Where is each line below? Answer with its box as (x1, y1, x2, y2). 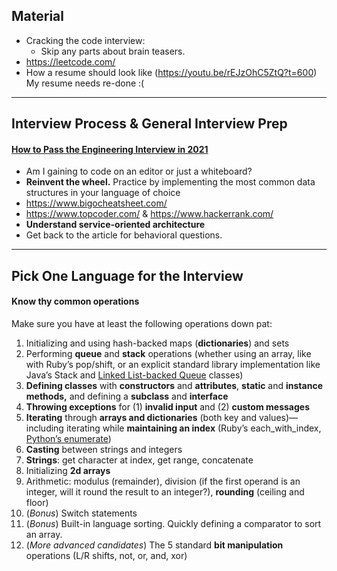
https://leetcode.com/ (25, 55, 116, 68)
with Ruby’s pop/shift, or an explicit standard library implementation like (25, 359, 321, 370)
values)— (259, 412, 299, 423)
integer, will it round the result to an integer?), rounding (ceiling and (25, 486, 305, 498)
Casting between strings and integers (25, 444, 183, 455)
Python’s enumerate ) (25, 433, 112, 444)
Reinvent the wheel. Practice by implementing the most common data (25, 176, 316, 188)
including (25, 422, 64, 434)
